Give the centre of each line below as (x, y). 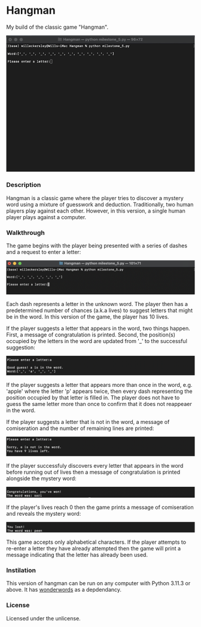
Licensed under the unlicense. (43, 618)
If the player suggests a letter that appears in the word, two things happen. (98, 328)
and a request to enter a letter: (44, 252)
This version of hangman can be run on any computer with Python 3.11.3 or (98, 583)
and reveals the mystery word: (44, 514)
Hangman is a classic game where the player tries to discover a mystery (95, 198)
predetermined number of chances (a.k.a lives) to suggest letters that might (100, 310)
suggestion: (21, 347)
